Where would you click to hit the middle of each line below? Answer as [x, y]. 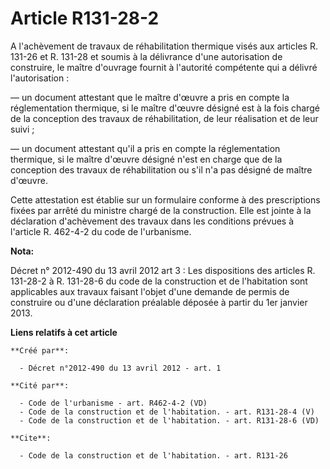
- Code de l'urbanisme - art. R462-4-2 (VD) [113, 403]
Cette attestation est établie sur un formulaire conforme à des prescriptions [165, 199]
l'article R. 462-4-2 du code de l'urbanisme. [101, 231]
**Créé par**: [40, 350]
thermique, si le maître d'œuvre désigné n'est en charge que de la [146, 159]
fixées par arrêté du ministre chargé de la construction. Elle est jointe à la [161, 210]
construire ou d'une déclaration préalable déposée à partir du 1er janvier [159, 302]
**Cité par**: [40, 385]
